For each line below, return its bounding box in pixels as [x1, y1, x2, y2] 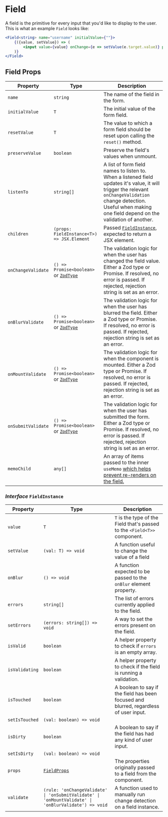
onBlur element [114, 581, 151, 588]
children [7, 231, 28, 237]
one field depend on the [103, 210, 160, 217]
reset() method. [103, 139, 142, 146]
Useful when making [103, 204, 152, 211]
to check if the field [114, 663, 160, 670]
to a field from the [114, 770, 156, 777]
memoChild [7, 466, 31, 472]
